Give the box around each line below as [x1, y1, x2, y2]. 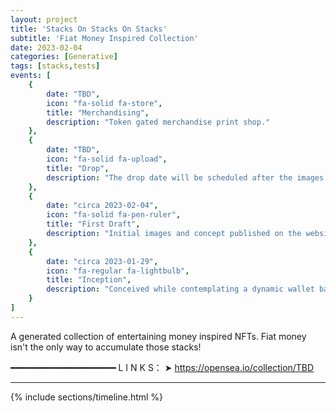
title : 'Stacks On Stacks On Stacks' [10, 24, 168, 34]
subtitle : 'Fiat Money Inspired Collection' [10, 33, 199, 43]
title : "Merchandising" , [46, 107, 150, 118]
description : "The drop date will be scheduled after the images [46, 172, 325, 183]
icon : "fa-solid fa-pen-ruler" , [46, 210, 182, 220]
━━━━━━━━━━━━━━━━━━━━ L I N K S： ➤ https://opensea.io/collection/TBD [10, 361, 315, 373]
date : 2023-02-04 [10, 42, 83, 53]
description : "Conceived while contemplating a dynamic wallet [46, 284, 315, 295]
